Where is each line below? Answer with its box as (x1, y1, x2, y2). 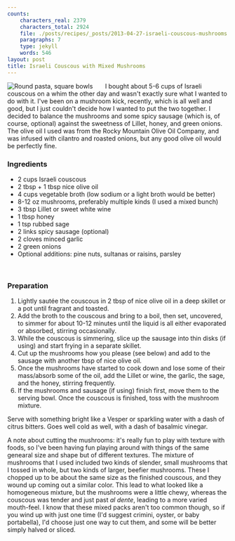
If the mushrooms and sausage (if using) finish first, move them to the (17, 386, 220, 395)
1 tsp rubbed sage (17, 219, 70, 228)
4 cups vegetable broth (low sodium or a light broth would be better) (17, 190, 216, 198)
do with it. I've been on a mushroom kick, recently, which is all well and (7, 96, 213, 105)
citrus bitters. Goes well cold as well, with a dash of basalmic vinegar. (7, 422, 208, 431)
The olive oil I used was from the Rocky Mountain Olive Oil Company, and (7, 126, 220, 135)
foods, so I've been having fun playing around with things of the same (7, 443, 209, 452)
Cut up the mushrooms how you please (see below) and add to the (17, 349, 210, 358)
